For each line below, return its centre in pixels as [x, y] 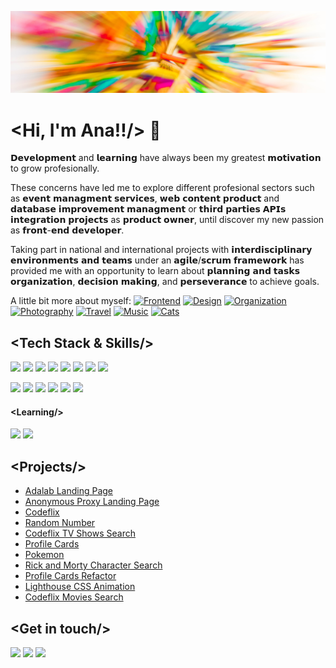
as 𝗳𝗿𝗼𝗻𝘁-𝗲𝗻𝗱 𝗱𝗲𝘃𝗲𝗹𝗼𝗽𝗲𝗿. [67, 230]
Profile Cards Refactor [70, 576]
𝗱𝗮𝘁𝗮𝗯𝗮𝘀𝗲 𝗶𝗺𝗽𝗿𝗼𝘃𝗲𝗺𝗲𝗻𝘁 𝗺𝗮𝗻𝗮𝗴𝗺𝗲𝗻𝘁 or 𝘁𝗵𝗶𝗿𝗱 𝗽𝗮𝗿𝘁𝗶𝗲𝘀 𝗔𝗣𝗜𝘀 [148, 209]
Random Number [60, 523]
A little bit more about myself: [71, 301]
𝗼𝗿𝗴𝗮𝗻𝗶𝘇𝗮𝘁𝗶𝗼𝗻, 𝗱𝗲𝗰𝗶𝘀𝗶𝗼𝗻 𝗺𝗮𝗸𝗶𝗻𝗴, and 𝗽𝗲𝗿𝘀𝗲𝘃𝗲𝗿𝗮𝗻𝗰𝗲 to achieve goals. [165, 282]
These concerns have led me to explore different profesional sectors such [162, 188]
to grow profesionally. [55, 168]
